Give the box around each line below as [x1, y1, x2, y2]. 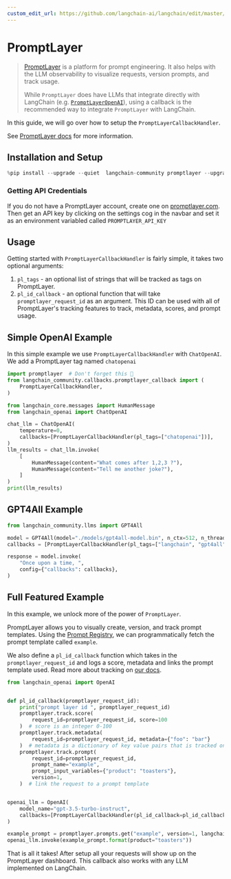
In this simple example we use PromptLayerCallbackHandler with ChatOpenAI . [7, 350, 222, 358]
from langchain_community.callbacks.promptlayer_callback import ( [7, 377, 205, 384]
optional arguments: [7, 262, 64, 270]
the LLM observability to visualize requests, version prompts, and [23, 69, 210, 78]
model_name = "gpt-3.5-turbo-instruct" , [19, 805, 131, 812]
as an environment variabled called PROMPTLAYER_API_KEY [7, 216, 167, 224]
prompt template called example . [7, 638, 98, 646]
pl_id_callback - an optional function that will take [16, 290, 161, 298]
